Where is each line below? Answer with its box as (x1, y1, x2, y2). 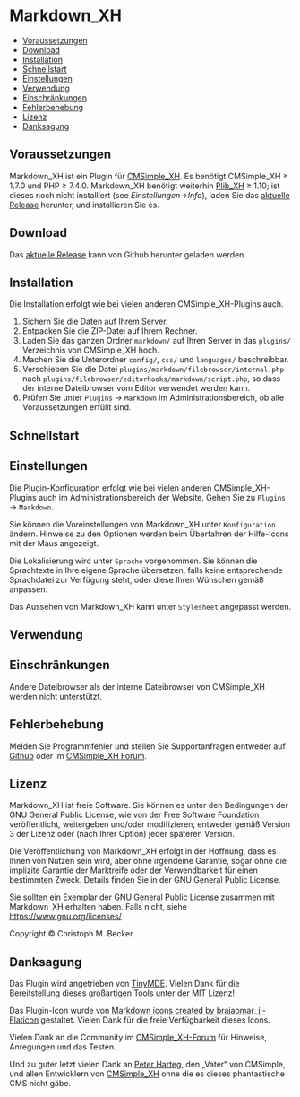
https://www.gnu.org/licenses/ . (9, 911, 124, 922)
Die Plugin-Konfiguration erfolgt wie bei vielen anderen (9, 482, 212, 493)
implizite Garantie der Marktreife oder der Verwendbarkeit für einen (9, 865, 258, 875)
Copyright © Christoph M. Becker (9, 928, 133, 939)
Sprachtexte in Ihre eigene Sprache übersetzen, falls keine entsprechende (9, 564, 284, 575)
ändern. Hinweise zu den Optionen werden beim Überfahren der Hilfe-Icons (9, 528, 289, 539)
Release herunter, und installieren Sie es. (9, 199, 159, 210)
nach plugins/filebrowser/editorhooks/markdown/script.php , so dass (21, 373, 281, 384)
